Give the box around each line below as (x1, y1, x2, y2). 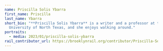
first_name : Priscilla (4, 12, 51, 17)
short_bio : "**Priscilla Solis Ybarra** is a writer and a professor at (4, 20, 155, 26)
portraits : (4, 30, 27, 34)
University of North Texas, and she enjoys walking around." (9, 25, 136, 30)
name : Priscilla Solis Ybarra (4, 7, 66, 12)
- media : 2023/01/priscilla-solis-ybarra (9, 34, 94, 39)
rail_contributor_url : (4, 39, 51, 44)
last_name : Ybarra (4, 16, 42, 21)
